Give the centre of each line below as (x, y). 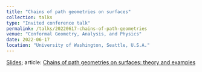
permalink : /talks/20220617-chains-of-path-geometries (77, 28)
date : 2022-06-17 (28, 40)
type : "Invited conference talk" (48, 23)
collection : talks (29, 17)
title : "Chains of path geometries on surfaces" (69, 12)
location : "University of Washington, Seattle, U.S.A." (78, 46)
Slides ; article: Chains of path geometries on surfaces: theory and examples (101, 62)
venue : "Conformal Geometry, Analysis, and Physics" (74, 34)
